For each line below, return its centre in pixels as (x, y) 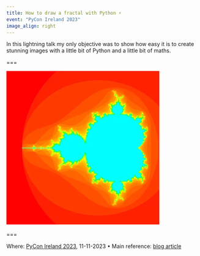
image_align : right (31, 26)
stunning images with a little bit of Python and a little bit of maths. (89, 51)
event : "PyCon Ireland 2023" (43, 19)
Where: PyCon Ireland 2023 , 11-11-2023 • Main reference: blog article (94, 246)
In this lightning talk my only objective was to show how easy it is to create (100, 44)
